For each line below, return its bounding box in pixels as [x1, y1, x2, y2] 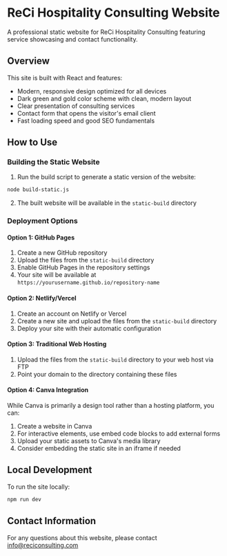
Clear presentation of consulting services [17, 102, 135, 110]
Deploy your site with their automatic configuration [17, 324, 161, 332]
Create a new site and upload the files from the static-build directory [17, 316, 217, 325]
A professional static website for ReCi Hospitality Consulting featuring [7, 28, 206, 36]
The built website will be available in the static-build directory [17, 199, 197, 207]
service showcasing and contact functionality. [7, 35, 138, 43]
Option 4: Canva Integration [7, 386, 88, 394]
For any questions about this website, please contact [7, 533, 157, 541]
